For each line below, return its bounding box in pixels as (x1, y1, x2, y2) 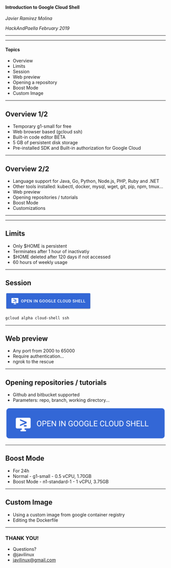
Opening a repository (12, 79, 58, 86)
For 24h (12, 468, 30, 474)
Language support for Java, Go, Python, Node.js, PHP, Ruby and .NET (12, 178, 159, 184)
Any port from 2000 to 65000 (12, 348, 75, 354)
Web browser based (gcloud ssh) (12, 129, 83, 135)
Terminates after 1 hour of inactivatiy (12, 248, 90, 254)
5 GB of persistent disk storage (12, 140, 78, 146)
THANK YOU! (5, 534, 39, 542)
